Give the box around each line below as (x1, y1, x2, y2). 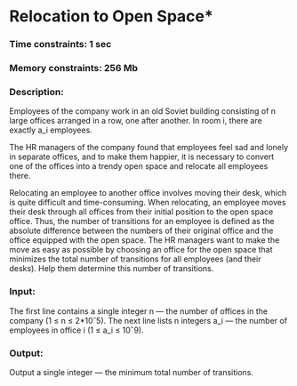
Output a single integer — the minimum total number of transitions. (9, 366, 253, 377)
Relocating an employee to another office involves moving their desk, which (9, 188, 287, 198)
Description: (9, 85, 64, 98)
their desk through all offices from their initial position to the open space (9, 206, 274, 217)
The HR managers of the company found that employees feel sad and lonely (9, 142, 289, 153)
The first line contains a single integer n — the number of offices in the (9, 305, 269, 317)
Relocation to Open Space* (9, 6, 213, 27)
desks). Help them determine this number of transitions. (9, 263, 214, 274)
